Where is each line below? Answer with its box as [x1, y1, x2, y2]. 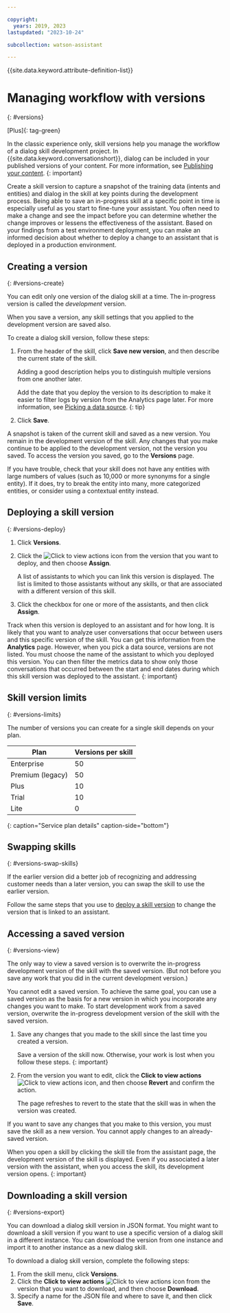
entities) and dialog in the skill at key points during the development [7, 190, 198, 198]
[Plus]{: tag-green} [7, 127, 60, 135]
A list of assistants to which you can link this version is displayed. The [16, 572, 215, 580]
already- [188, 1127, 213, 1135]
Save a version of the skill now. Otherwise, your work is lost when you [16, 1051, 215, 1059]
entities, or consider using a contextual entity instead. [7, 487, 159, 495]
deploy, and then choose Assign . [16, 559, 111, 567]
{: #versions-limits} [7, 710, 62, 718]
